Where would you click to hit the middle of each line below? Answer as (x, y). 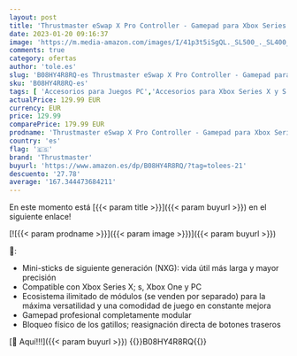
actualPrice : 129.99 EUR (55, 100)
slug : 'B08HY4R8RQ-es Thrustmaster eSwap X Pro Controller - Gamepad (140, 75)
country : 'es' (35, 141)
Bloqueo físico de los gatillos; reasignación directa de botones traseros (151, 325)
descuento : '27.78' (45, 174)
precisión (39, 278)
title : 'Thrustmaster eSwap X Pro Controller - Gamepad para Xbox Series (148, 26)
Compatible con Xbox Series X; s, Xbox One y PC (112, 287)
